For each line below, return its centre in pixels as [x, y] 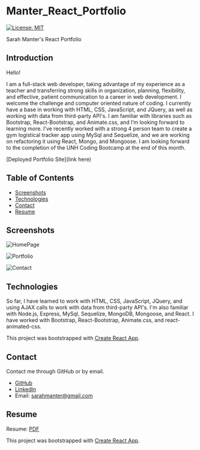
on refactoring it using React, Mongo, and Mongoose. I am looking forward [98, 141]
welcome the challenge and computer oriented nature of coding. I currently [99, 103]
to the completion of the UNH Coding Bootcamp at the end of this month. [96, 147]
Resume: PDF [23, 428]
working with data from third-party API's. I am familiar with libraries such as [99, 115]
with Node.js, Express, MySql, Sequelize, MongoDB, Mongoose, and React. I [100, 314]
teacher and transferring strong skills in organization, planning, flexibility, [96, 90]
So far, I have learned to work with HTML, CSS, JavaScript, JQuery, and [94, 301]
